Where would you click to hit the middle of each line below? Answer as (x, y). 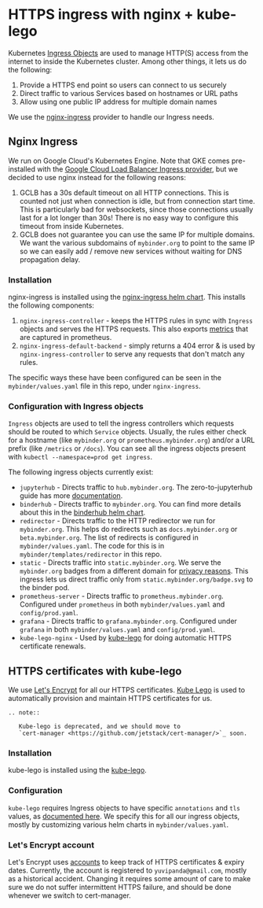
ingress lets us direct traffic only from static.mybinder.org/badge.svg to (136, 579)
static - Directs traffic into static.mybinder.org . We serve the (120, 563)
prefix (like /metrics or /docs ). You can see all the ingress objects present (127, 448)
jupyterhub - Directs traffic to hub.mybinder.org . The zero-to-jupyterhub (136, 487)
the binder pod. (44, 588)
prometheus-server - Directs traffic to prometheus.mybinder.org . (121, 596)
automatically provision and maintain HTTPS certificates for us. (110, 699)
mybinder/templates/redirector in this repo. (91, 554)
